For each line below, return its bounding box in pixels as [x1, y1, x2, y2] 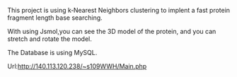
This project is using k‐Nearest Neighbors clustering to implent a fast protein [7, 6, 231, 14]
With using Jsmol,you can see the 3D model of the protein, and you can [7, 28, 216, 35]
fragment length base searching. [7, 13, 103, 22]
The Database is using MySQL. [7, 49, 98, 57]
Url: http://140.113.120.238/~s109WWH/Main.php [7, 62, 147, 70]
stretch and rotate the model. [7, 35, 92, 43]
